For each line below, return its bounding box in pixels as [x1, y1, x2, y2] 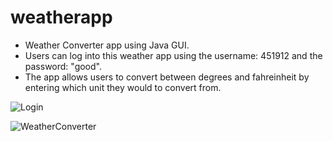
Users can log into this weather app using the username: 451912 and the [24, 49, 323, 61]
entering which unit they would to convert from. [24, 81, 222, 93]
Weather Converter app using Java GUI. [24, 39, 190, 51]
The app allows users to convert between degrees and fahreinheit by [24, 71, 310, 83]
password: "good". [24, 60, 102, 72]
